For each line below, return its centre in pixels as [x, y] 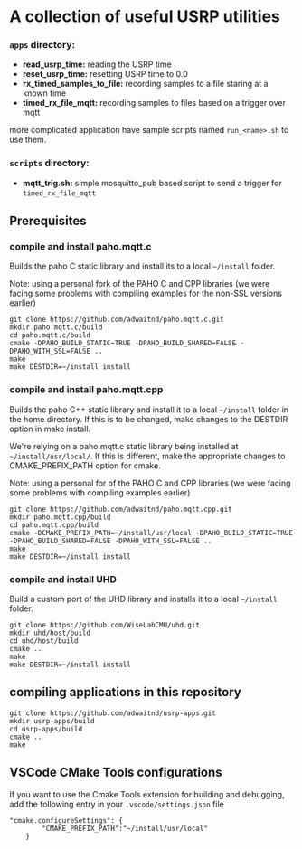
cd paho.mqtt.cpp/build [54, 525]
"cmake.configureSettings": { [66, 820]
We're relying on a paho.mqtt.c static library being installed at [124, 446]
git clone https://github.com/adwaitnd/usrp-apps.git [113, 713]
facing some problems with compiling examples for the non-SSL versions [146, 293]
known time [44, 93]
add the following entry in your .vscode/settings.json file [117, 804]
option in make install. [50, 429]
